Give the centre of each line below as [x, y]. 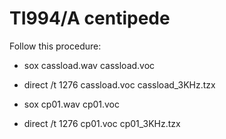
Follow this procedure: [55, 46]
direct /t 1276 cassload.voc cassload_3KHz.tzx [119, 84]
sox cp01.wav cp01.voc [72, 104]
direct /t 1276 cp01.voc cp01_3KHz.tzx [102, 123]
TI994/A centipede [90, 18]
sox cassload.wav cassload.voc [89, 65]
